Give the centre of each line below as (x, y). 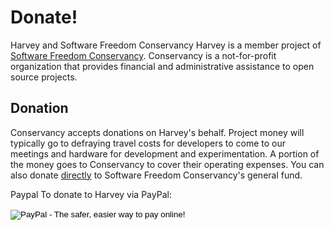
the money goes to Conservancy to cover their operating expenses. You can (167, 164)
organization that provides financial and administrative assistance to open (162, 66)
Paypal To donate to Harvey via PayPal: (91, 194)
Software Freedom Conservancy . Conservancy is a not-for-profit (143, 55)
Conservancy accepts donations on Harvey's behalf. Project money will (157, 132)
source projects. (44, 77)
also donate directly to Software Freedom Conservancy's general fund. (156, 175)
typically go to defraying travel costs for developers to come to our (148, 143)
